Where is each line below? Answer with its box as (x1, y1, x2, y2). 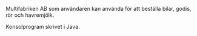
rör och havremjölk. (5, 11, 55, 19)
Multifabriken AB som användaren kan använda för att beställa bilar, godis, (5, 5, 192, 12)
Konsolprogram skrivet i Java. (5, 23, 80, 30)
